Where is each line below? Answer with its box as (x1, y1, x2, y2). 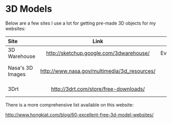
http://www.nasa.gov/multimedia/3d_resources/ (40, 67, 156, 74)
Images (8, 70, 26, 77)
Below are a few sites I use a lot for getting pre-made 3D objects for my (5, 20, 156, 26)
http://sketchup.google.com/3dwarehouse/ (46, 49, 150, 56)
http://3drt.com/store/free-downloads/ (51, 85, 145, 92)
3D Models (5, 3, 52, 15)
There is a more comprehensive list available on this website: (5, 101, 134, 108)
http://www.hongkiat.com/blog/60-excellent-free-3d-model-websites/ (5, 111, 154, 118)
